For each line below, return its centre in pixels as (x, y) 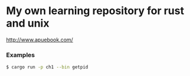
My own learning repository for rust (95, 11)
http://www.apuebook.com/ (40, 39)
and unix (28, 23)
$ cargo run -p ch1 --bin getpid (47, 67)
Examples (21, 55)
